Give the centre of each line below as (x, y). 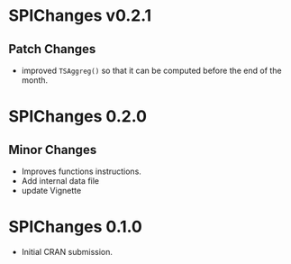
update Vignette (51, 191)
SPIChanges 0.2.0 (78, 117)
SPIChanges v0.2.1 (80, 16)
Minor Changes (53, 150)
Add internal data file (60, 181)
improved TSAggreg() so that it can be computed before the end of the (151, 70)
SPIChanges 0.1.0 (76, 227)
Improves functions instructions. (81, 171)
